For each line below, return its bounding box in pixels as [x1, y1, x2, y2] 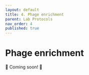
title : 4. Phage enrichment [5, 12, 64, 17]
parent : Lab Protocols [5, 16, 53, 21]
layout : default [5, 7, 39, 12]
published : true [5, 26, 39, 31]
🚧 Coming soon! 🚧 [5, 64, 43, 70]
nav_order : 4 [5, 21, 33, 26]
